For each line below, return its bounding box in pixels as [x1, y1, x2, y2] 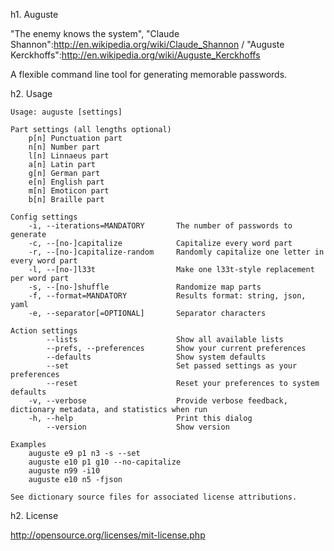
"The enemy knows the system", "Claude [10, 28, 180, 39]
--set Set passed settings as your [46, 361, 298, 371]
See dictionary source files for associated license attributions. [10, 492, 298, 502]
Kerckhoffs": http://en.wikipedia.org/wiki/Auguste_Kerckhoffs [10, 49, 261, 61]
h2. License [10, 510, 59, 521]
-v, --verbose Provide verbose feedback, [28, 396, 288, 406]
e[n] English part [28, 177, 105, 187]
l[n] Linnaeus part [28, 151, 110, 161]
